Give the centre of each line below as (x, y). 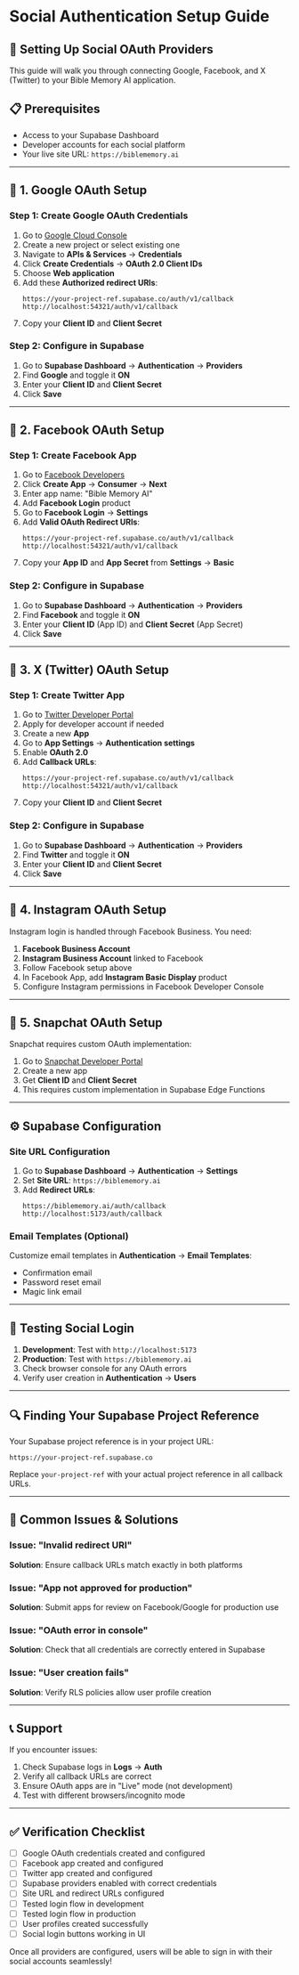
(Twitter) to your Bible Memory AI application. (93, 80)
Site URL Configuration (60, 1151)
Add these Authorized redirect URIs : (90, 282)
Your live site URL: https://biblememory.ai (101, 154)
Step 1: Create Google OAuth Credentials (99, 215)
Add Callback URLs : (59, 762)
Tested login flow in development (83, 1904)
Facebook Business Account (76, 948)
